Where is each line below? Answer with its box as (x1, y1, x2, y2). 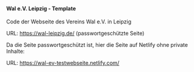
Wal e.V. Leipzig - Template (6, 5, 77, 12)
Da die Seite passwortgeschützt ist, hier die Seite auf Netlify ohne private (6, 41, 188, 49)
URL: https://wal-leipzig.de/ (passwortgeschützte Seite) (6, 30, 145, 37)
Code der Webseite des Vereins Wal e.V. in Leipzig (6, 18, 131, 25)
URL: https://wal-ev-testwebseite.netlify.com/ (6, 59, 119, 67)
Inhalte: (6, 48, 25, 55)
